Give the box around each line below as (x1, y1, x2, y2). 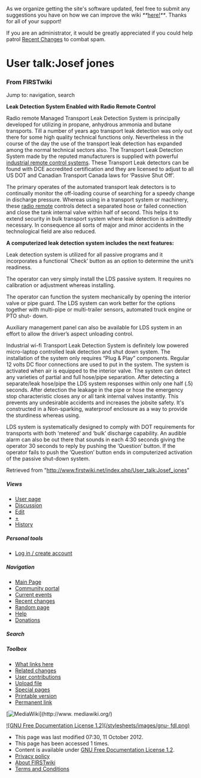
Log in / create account (14, 550, 73, 557)
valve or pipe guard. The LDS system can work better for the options (6, 300, 175, 307)
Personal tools (6, 535, 43, 542)
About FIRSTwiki (14, 759, 56, 766)
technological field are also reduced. (6, 228, 97, 235)
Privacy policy (14, 752, 50, 759)
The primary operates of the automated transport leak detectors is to (6, 184, 176, 191)
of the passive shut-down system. (6, 455, 90, 462)
